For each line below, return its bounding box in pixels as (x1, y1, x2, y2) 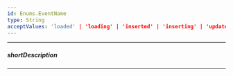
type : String (7, 17, 45, 23)
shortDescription (7, 50, 58, 59)
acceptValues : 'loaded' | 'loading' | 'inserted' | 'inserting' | (7, 23, 203, 30)
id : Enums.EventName (7, 10, 67, 17)
